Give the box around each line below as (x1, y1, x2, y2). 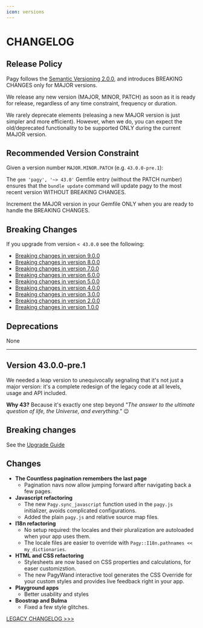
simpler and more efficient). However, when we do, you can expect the (6, 117, 182, 125)
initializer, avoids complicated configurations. (24, 506, 137, 514)
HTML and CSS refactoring (14, 552, 84, 559)
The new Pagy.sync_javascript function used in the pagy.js (24, 500, 173, 508)
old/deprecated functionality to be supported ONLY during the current (6, 124, 181, 131)
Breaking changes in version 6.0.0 (14, 272, 100, 279)
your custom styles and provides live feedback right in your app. (24, 577, 185, 584)
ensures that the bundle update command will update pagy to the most (6, 182, 182, 189)
